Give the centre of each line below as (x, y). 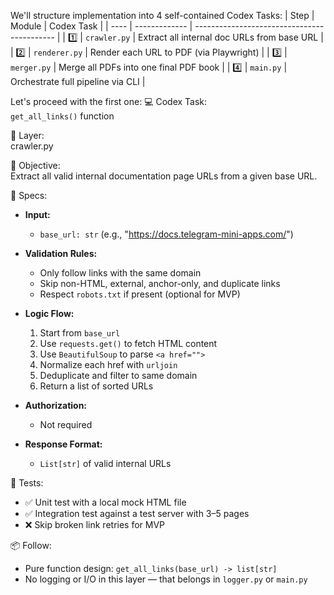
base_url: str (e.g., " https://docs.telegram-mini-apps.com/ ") (166, 234)
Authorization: (56, 405)
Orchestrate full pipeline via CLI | (78, 81)
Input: (37, 214)
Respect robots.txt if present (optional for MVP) (140, 294)
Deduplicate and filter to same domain (118, 375)
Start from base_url (80, 333)
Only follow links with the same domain (120, 273)
